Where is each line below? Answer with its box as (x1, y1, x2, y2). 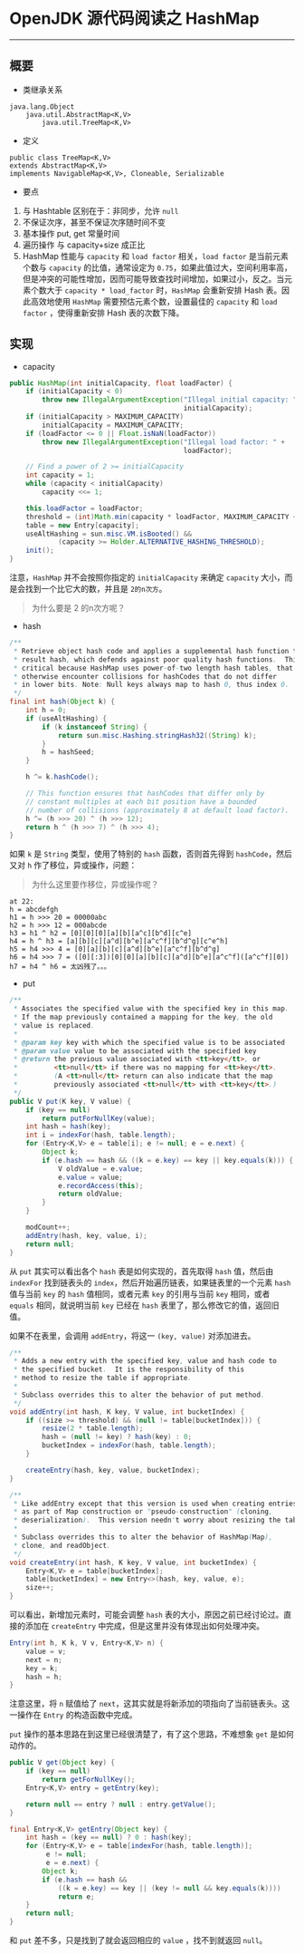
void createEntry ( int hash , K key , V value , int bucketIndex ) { (9, 1558, 257, 1567)
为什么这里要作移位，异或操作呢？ (31, 879, 159, 890)
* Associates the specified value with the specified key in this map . (13, 1004, 290, 1013)
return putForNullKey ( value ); (42, 1114, 156, 1123)
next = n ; (25, 1655, 63, 1664)
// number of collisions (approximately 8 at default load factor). (25, 806, 290, 815)
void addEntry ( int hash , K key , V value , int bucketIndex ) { (9, 1407, 245, 1417)
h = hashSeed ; (42, 748, 95, 757)
